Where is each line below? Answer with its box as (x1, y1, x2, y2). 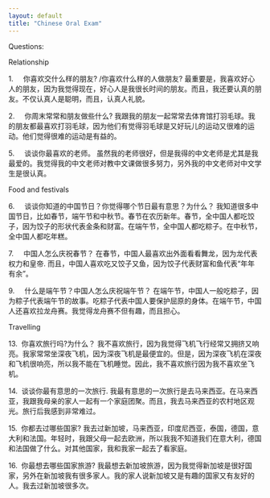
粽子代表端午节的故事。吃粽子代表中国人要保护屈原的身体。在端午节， (14, 296, 247, 305)
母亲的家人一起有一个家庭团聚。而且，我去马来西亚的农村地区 (43, 396, 247, 405)
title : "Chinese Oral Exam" (8, 19, 103, 27)
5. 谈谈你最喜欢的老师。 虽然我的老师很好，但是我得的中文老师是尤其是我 (8, 148, 259, 158)
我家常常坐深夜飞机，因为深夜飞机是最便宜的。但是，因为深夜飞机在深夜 (22, 348, 262, 359)
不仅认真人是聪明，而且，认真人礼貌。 (22, 93, 149, 103)
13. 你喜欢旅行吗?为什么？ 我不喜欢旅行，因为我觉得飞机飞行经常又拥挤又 (8, 338, 253, 348)
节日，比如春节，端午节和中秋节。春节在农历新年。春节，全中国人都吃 (14, 211, 247, 221)
